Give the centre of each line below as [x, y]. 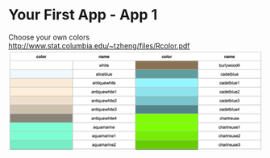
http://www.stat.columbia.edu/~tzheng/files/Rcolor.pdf [100, 45]
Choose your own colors [49, 37]
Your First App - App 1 [83, 15]
